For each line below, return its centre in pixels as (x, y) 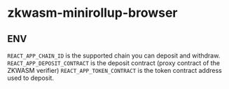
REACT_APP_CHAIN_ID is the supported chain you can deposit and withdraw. (114, 55)
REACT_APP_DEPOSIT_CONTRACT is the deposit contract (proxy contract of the (114, 63)
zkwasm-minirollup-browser (92, 13)
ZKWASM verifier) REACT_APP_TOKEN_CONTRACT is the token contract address (114, 70)
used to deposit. (31, 78)
